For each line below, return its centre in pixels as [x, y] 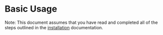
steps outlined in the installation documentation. [54, 27]
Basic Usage [31, 9]
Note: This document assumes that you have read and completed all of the [81, 22]
